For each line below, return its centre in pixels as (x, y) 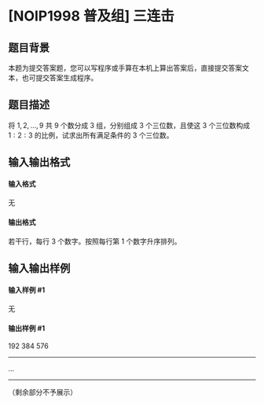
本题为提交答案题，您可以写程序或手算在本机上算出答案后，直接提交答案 (125, 68)
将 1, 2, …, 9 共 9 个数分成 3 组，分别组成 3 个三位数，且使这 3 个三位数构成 (129, 125)
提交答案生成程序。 (66, 78)
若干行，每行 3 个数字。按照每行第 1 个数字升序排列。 (95, 241)
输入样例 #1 (27, 290)
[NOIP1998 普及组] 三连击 (91, 16)
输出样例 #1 (27, 328)
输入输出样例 (39, 268)
